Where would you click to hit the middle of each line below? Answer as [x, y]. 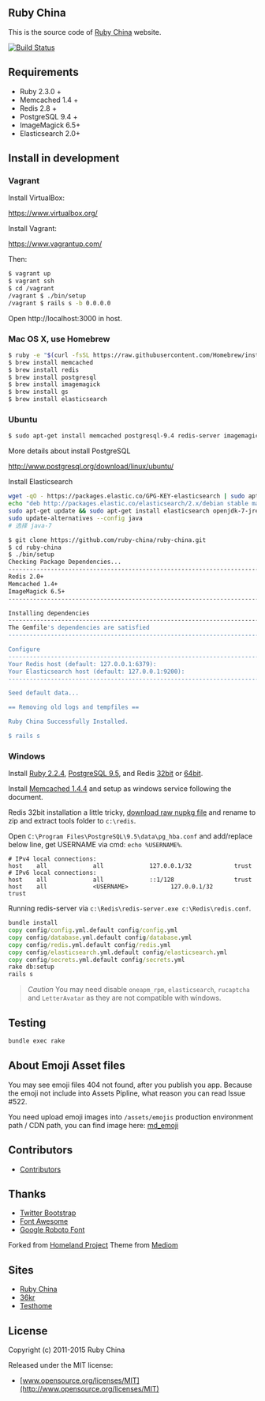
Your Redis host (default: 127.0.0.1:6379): [82, 664]
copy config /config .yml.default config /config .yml [93, 930]
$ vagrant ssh [32, 281]
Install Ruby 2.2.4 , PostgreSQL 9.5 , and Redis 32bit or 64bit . [106, 774]
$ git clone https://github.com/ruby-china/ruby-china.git [107, 540]
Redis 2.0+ [26, 577]
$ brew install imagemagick [54, 384]
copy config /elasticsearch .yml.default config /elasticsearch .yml [118, 952]
